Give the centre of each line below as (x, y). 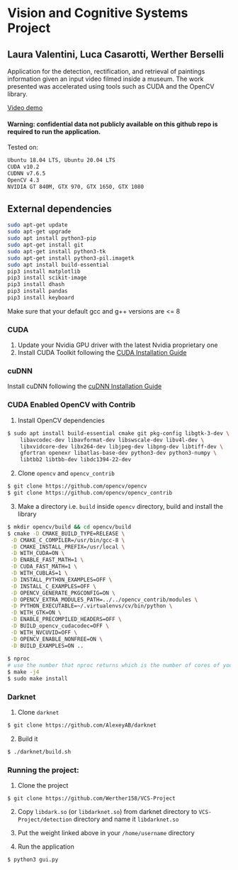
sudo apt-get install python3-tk (57, 251)
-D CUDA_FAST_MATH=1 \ (44, 567)
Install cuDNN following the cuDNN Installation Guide (85, 386)
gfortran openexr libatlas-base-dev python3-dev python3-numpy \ (119, 453)
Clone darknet (38, 712)
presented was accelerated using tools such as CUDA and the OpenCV (111, 86)
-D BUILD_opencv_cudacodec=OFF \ (60, 626)
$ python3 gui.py (33, 860)
